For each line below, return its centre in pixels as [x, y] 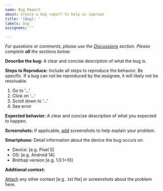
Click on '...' [24, 96]
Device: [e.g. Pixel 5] [33, 150]
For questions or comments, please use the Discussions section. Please [78, 46]
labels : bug [17, 23]
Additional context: [25, 170]
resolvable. [16, 81]
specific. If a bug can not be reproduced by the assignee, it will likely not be [82, 76]
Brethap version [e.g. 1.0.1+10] [42, 160]
